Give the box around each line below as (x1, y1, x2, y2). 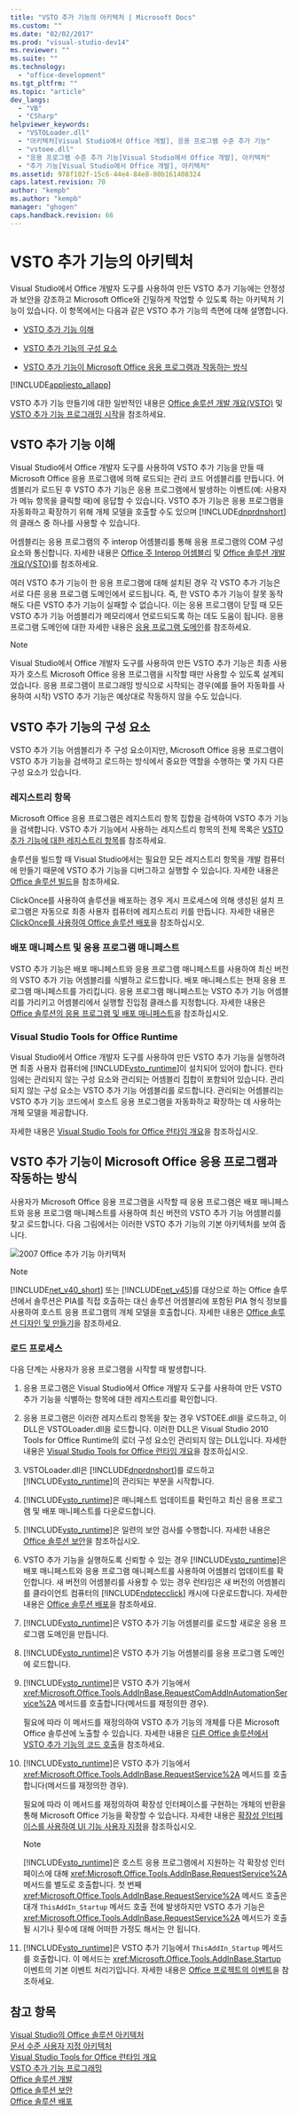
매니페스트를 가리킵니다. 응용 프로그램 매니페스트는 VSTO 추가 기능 (33, 985, 265, 996)
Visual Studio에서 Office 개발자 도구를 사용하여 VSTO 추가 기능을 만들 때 (10, 462, 264, 473)
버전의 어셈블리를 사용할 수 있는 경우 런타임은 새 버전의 (66, 1577, 255, 1587)
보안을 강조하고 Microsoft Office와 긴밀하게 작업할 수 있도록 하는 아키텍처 (19, 294, 275, 304)
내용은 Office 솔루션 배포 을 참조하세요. (22, 1599, 157, 1610)
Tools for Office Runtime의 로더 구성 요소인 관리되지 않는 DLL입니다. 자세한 (22, 1435, 287, 1445)
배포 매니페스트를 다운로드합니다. (42, 1506, 156, 1516)
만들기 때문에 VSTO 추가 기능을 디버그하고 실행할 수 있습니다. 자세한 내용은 (19, 866, 279, 876)
